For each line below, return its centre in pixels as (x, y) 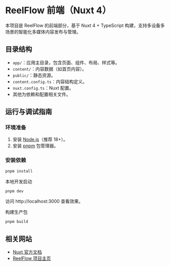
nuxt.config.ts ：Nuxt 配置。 (43, 88)
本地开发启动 (19, 181)
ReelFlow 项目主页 (32, 258)
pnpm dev (14, 191)
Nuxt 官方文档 (27, 252)
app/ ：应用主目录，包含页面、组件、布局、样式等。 (66, 62)
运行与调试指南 (29, 112)
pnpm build (17, 222)
